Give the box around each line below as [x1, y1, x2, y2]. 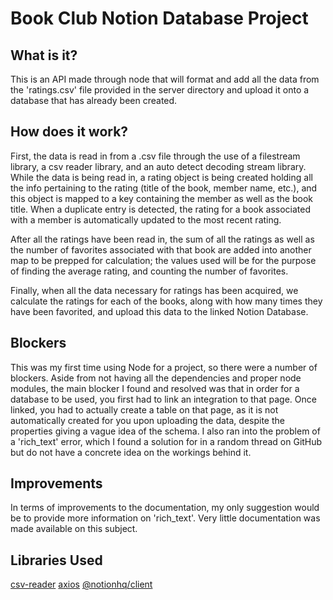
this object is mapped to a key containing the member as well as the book [10, 192, 313, 204]
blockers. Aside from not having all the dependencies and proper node [10, 372, 302, 384]
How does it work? [10, 123, 129, 141]
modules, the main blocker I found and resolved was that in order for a [10, 382, 300, 394]
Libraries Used [10, 552, 103, 569]
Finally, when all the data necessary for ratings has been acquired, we [10, 284, 299, 296]
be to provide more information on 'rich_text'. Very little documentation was [10, 512, 321, 524]
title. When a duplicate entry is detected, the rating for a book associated [10, 203, 312, 215]
